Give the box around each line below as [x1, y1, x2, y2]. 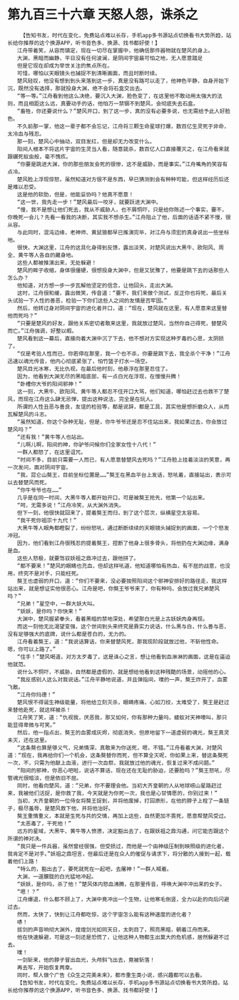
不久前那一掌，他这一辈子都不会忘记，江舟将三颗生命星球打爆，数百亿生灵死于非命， [16, 123, 230, 130]
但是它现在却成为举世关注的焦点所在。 [16, 62, 113, 69]
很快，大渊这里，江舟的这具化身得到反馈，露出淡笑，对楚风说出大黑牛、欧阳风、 [16, 244, 219, 251]
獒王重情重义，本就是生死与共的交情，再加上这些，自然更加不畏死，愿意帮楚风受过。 [16, 812, 230, 820]
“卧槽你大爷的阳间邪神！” [16, 380, 82, 387]
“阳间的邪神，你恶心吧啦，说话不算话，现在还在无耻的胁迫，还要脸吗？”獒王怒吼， [16, 767, 225, 774]
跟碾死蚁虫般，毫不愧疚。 [7, 153, 71, 160]
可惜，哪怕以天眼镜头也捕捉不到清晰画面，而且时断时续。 [16, 69, 161, 77]
